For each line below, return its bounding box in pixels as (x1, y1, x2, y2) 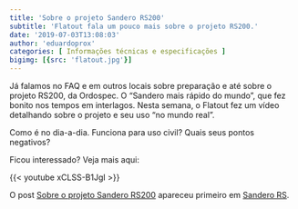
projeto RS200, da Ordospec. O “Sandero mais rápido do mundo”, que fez (9, 90, 286, 101)
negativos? (9, 137, 51, 147)
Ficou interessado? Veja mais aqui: (9, 154, 139, 164)
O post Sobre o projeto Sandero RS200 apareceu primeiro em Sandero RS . (9, 190, 290, 200)
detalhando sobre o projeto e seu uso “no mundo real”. (9, 110, 215, 120)
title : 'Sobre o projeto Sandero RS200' (9, 13, 166, 23)
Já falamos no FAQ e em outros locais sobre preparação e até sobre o (9, 81, 272, 91)
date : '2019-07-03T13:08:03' (9, 30, 120, 39)
